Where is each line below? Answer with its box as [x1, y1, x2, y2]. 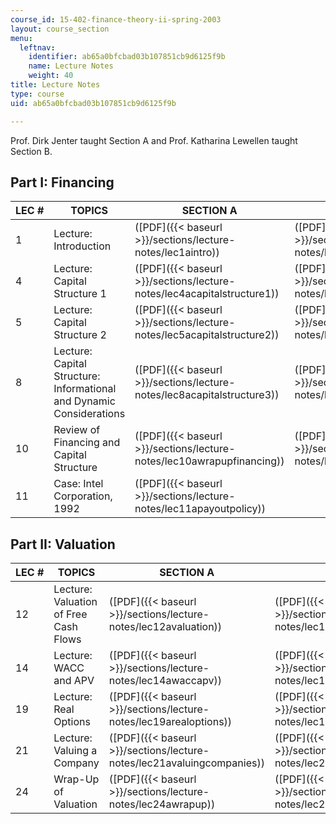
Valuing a [53, 744, 98, 758]
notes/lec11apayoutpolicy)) [134, 502, 266, 516]
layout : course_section [10, 24, 110, 34]
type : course [10, 89, 65, 99]
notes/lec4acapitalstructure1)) [134, 287, 280, 301]
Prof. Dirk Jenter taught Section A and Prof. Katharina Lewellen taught [10, 134, 298, 146]
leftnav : [19, 42, 56, 53]
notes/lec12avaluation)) [108, 620, 223, 634]
